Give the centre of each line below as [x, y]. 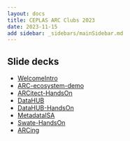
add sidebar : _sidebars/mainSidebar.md [65, 33]
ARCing [28, 131]
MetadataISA [36, 115]
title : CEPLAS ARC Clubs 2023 [51, 20]
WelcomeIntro [37, 78]
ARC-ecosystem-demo [51, 86]
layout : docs [26, 14]
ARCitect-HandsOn [45, 93]
